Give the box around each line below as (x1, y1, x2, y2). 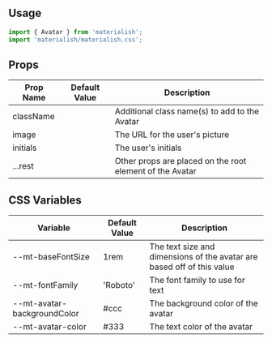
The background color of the (149, 298, 259, 309)
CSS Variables (8, 193, 83, 207)
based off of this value (149, 261, 235, 272)
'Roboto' (103, 280, 136, 291)
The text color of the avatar (149, 321, 253, 332)
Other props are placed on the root (114, 156, 247, 167)
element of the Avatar (114, 165, 197, 177)
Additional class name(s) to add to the (114, 105, 259, 117)
